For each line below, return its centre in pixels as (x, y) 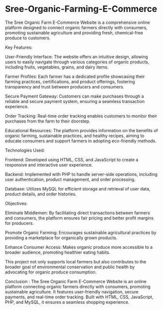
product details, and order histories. (41, 194)
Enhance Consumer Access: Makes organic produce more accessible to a (79, 247)
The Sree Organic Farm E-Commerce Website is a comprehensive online (78, 22)
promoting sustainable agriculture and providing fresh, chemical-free (74, 33)
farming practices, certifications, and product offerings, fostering (70, 82)
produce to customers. (28, 38)
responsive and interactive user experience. (49, 165)
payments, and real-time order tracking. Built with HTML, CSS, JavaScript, (79, 297)
